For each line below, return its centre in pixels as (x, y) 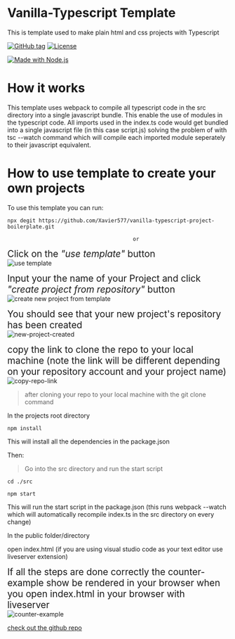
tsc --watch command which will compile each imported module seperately (116, 137)
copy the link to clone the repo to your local (101, 349)
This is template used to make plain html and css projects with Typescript (113, 32)
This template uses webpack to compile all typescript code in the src (107, 108)
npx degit (22, 220)
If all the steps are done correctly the (87, 572)
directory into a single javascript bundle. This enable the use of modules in (115, 115)
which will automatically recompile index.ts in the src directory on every (111, 514)
